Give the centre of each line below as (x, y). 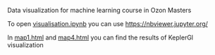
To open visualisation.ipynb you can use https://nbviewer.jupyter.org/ (107, 24)
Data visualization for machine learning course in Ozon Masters (99, 10)
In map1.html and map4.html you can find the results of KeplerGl (100, 37)
